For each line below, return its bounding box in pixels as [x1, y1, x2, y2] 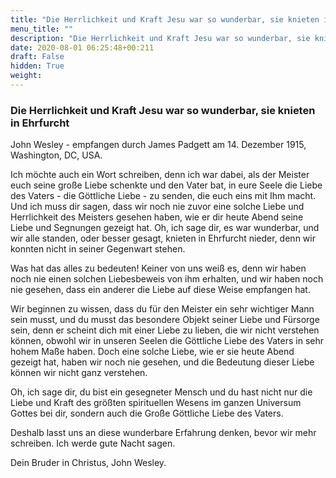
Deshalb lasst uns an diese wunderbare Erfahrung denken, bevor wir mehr [10, 427, 317, 439]
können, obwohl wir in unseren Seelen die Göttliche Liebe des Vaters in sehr [10, 335, 324, 347]
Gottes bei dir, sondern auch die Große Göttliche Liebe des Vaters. [10, 407, 284, 420]
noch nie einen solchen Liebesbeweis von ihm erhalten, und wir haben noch [10, 273, 324, 285]
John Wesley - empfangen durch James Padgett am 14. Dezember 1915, [10, 139, 307, 151]
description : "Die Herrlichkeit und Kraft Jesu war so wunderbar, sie [10, 33, 311, 43]
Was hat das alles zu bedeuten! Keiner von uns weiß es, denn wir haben [10, 262, 307, 275]
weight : [10, 71, 43, 81]
